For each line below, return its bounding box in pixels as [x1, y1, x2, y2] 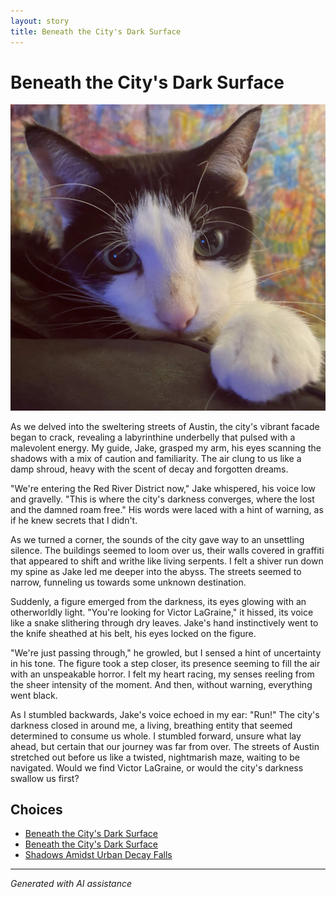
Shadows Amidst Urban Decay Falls [24, 849, 173, 861]
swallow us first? [10, 772, 80, 784]
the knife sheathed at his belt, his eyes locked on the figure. [10, 627, 257, 639]
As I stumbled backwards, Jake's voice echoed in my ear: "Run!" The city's [10, 708, 320, 720]
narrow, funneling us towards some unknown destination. [10, 576, 247, 588]
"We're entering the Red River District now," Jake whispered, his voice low [10, 482, 317, 494]
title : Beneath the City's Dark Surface [10, 26, 182, 37]
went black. [10, 689, 58, 701]
